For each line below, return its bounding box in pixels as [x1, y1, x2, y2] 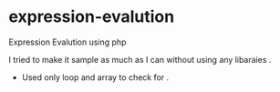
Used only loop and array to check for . [21, 71, 170, 83]
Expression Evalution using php [8, 36, 127, 47]
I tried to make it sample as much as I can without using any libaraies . [8, 54, 272, 65]
